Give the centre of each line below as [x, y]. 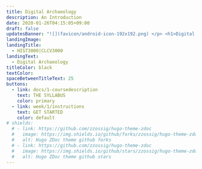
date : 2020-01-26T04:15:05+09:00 [48, 23]
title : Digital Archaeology [41, 12]
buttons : [17, 84]
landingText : [23, 56]
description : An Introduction [44, 17]
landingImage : [24, 40]
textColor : [20, 73]
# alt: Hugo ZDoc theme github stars [62, 156]
